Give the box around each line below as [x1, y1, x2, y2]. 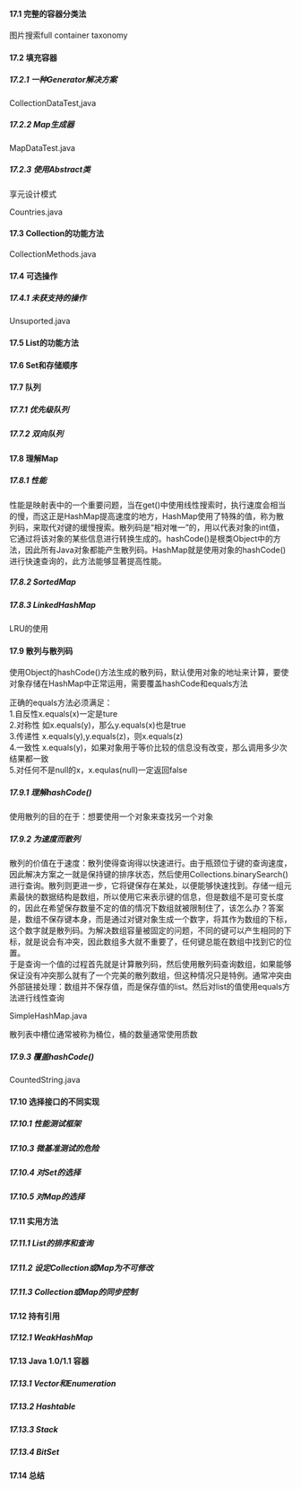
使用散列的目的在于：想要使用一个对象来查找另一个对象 [9, 811, 213, 822]
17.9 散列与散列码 [9, 645, 73, 656]
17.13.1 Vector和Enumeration [9, 1378, 116, 1388]
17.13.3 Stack [9, 1423, 58, 1434]
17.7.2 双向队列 [9, 428, 64, 439]
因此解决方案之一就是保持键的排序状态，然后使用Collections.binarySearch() [9, 869, 288, 880]
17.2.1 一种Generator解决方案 [9, 75, 117, 85]
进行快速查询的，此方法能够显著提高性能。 [9, 555, 167, 566]
